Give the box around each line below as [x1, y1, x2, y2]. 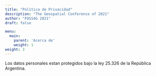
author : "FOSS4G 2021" [5, 16, 51, 21]
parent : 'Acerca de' [14, 38, 55, 43]
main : [9, 34, 21, 38]
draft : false [5, 20, 31, 25]
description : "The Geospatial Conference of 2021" [5, 12, 109, 16]
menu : [5, 29, 16, 34]
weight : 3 [5, 47, 25, 52]
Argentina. [5, 65, 26, 71]
